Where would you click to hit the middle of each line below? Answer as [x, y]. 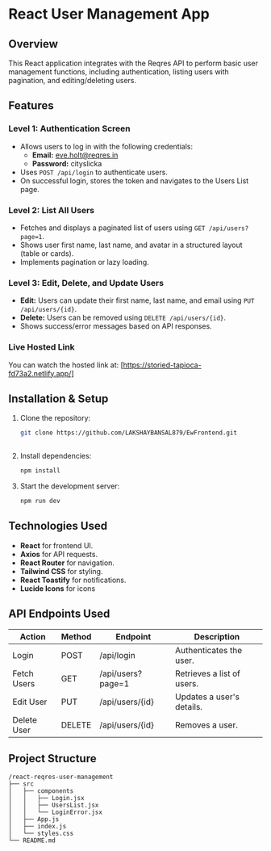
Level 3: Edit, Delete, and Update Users [86, 283]
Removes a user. [206, 725]
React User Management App [109, 14]
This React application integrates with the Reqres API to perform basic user [133, 63]
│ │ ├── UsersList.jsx [54, 805]
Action [33, 636]
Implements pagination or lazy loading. [84, 262]
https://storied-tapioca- [162, 365]
